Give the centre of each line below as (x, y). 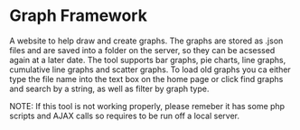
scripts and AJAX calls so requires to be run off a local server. (124, 116)
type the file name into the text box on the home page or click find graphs (146, 79)
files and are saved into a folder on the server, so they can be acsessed (142, 50)
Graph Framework (78, 16)
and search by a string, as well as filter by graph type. (109, 88)
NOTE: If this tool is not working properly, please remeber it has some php (147, 106)
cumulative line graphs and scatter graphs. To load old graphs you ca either (150, 70)
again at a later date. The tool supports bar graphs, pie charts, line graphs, (148, 60)
